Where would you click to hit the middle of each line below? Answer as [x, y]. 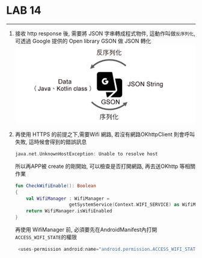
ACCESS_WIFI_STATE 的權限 [46, 237]
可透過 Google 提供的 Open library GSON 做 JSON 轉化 [83, 41]
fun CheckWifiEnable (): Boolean [55, 186]
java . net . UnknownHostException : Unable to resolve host [86, 154]
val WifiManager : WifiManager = [68, 199]
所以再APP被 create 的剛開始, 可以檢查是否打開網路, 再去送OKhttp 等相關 [105, 166]
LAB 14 [24, 10]
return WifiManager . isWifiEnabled [69, 211]
